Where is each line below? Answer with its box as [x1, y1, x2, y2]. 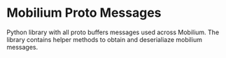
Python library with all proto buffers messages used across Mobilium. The [6, 28, 220, 36]
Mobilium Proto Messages [6, 5, 162, 21]
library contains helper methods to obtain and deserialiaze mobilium [6, 35, 202, 43]
